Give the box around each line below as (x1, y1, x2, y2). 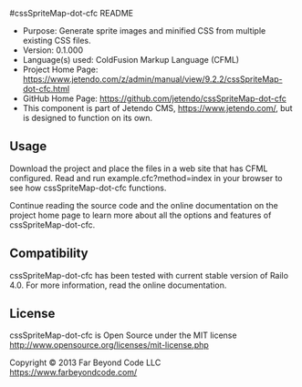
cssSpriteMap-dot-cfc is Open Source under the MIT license (9, 330, 237, 341)
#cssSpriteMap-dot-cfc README (9, 8, 134, 18)
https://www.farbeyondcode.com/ (9, 367, 138, 378)
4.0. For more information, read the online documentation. (9, 280, 227, 290)
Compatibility (9, 246, 89, 261)
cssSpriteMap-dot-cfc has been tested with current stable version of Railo (9, 270, 289, 280)
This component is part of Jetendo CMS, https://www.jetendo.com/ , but (22, 103, 294, 113)
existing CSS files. (22, 36, 91, 46)
